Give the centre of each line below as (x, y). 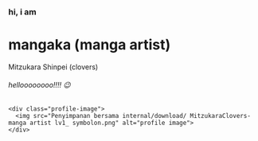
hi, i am (23, 12)
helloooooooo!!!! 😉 (39, 85)
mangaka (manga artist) (90, 45)
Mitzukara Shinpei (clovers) (53, 67)
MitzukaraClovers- (220, 116)
